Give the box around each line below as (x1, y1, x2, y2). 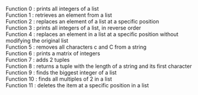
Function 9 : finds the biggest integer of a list (5, 69, 117, 76)
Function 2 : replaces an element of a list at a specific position (5, 18, 159, 25)
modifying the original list (5, 37, 69, 44)
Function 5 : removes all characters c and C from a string (5, 43, 147, 51)
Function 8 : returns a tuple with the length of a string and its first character (5, 63, 192, 70)
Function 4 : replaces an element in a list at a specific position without (5, 31, 179, 38)
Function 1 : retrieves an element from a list (5, 11, 113, 19)
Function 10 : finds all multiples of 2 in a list (5, 75, 113, 82)
